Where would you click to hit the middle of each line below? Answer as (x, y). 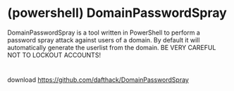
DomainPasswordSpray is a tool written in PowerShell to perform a (104, 32)
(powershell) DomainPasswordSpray (117, 13)
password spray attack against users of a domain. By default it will (104, 40)
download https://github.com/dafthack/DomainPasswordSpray (98, 80)
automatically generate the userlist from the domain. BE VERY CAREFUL (112, 47)
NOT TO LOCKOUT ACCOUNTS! (54, 55)
